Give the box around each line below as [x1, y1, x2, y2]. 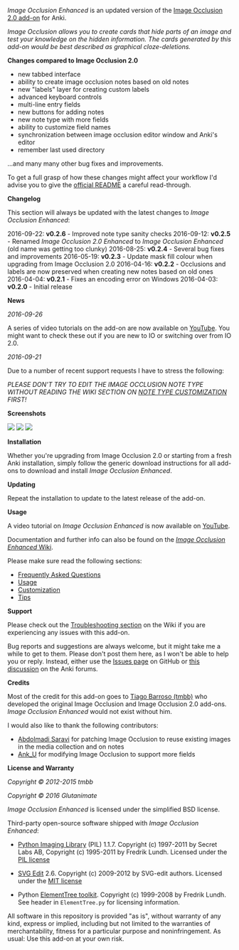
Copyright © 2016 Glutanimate [7, 791, 97, 799]
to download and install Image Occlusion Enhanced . [19, 466, 172, 475]
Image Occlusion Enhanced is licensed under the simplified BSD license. [7, 805, 221, 813]
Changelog [7, 195, 41, 203]
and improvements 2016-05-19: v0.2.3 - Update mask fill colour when [7, 252, 213, 260]
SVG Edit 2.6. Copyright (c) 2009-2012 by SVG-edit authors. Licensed [17, 869, 223, 877]
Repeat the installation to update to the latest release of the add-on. [7, 494, 206, 502]
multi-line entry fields [17, 100, 80, 109]
